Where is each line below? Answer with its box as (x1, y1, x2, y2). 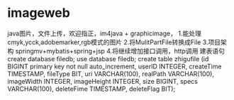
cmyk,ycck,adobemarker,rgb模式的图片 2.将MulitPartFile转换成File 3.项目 (7, 37, 221, 46)
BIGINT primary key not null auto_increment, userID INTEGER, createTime (7, 62, 222, 70)
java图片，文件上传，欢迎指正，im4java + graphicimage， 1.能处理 (7, 29, 202, 37)
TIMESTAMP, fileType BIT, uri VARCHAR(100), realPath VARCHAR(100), (7, 69, 215, 78)
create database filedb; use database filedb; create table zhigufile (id (7, 54, 209, 63)
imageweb (7, 5, 71, 21)
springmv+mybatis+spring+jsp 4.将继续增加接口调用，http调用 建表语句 (15, 46, 225, 55)
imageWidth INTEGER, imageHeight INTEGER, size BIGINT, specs (7, 77, 199, 85)
